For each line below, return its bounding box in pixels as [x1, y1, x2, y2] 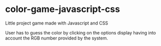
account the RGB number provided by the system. [5, 35, 108, 41]
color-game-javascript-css [5, 3, 120, 15]
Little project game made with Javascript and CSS [5, 20, 108, 26]
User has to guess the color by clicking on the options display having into [5, 29, 156, 35]
